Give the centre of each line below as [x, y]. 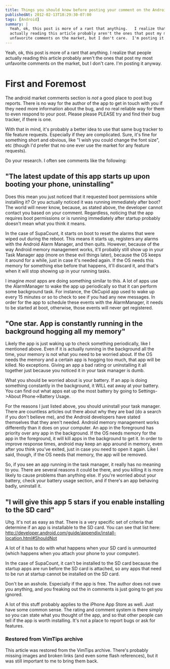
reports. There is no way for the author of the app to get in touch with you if [84, 103]
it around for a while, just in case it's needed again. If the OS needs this [79, 260]
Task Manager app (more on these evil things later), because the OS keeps [83, 255]
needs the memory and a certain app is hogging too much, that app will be [83, 360]
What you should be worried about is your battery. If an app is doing [76, 380]
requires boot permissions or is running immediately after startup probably [83, 218]
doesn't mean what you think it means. [46, 223]
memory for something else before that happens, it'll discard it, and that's [82, 265]
